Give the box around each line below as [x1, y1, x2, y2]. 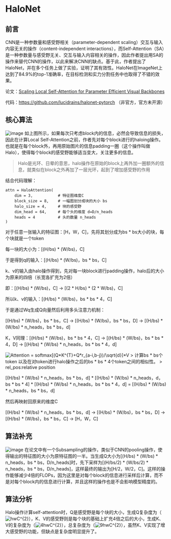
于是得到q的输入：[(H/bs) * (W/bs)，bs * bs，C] [5, 256, 107, 263]
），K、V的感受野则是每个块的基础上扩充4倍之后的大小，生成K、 [29, 515, 164, 522]
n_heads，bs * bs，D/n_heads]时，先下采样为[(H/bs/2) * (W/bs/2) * [5, 459, 149, 465]
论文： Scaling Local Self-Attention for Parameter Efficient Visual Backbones [5, 88, 165, 95]
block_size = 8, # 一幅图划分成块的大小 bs [14, 198, 108, 203]
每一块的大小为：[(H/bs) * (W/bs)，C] [5, 246, 85, 252]
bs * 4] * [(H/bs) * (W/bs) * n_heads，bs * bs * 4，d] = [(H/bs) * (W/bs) [15, 381, 166, 387]
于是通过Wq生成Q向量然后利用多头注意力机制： [5, 307, 106, 313]
